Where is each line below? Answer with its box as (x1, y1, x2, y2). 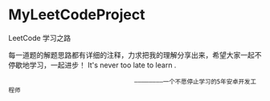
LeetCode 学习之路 (8, 33, 72, 42)
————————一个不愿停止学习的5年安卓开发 (133, 78, 251, 86)
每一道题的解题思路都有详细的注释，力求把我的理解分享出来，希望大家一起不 (8, 50, 262, 59)
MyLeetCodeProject (8, 6, 145, 24)
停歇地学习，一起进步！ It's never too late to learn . (8, 60, 177, 70)
